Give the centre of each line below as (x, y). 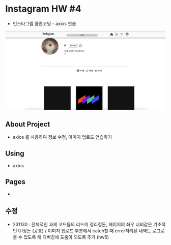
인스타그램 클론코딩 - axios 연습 (44, 23)
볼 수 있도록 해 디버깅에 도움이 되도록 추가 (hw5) (61, 237)
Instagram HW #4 (43, 9)
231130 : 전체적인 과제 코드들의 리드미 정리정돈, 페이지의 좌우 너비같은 (82, 224)
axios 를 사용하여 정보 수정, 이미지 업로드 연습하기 (62, 137)
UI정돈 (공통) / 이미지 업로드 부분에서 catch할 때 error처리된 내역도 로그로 (91, 231)
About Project (28, 124)
